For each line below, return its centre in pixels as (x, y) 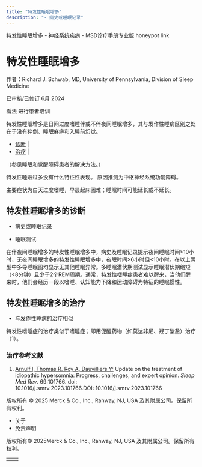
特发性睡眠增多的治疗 (46, 303)
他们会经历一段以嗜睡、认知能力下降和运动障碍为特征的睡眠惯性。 (103, 282)
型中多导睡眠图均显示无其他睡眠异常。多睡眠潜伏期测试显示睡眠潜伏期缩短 (98, 267)
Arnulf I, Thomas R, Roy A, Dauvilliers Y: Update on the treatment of (98, 369)
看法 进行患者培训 (28, 111)
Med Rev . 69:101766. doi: (46, 382)
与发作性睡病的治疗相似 (44, 318)
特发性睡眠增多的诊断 (46, 211)
